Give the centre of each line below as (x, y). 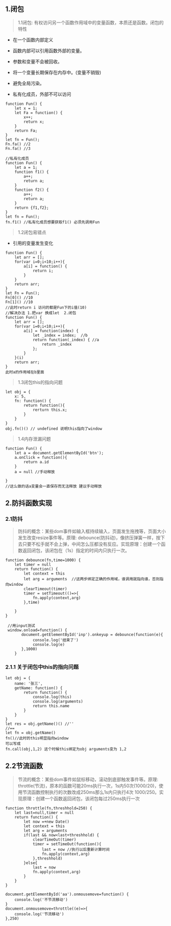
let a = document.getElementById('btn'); (59, 453)
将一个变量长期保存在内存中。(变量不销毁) (57, 72)
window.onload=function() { (37, 630)
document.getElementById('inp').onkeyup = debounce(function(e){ (92, 634)
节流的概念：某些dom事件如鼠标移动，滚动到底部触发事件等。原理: (88, 779)
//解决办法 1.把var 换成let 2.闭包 (41, 313)
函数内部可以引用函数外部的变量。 (48, 51)
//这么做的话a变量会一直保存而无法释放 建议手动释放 (54, 486)
